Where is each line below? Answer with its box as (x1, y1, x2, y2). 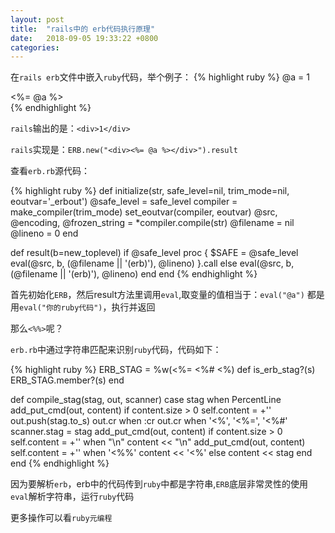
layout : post (10, 14, 65, 25)
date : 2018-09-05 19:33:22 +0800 (10, 33, 159, 43)
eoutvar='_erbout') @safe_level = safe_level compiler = (10, 196, 238, 208)
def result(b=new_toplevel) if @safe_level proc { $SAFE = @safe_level (10, 247, 299, 259)
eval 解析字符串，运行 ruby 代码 (10, 491, 135, 503)
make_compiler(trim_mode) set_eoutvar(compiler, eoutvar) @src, (10, 206, 278, 218)
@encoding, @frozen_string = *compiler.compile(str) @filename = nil (10, 217, 295, 229)
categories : (10, 42, 60, 53)
